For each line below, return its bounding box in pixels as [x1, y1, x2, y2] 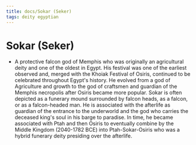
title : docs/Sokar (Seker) [6, 8, 72, 15]
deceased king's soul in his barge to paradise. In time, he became [14, 114, 174, 121]
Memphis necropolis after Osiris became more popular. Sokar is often [14, 89, 183, 96]
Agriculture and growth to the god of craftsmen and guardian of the [14, 83, 177, 90]
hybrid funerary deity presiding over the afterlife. [14, 132, 133, 140]
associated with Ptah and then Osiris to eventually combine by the [14, 120, 174, 127]
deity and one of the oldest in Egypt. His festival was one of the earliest [14, 65, 187, 72]
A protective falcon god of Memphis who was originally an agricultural [14, 58, 184, 65]
